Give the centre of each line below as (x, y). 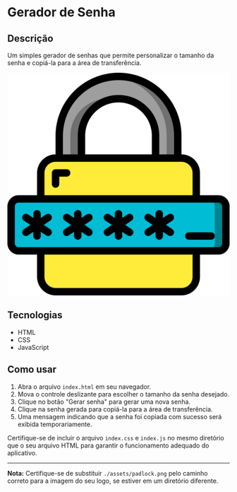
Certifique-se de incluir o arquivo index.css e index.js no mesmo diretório (116, 438)
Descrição (30, 39)
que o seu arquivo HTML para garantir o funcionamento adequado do (108, 445)
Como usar (32, 369)
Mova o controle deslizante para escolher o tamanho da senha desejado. (123, 394)
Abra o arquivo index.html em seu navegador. (84, 387)
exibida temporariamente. (55, 424)
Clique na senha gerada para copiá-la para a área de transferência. (115, 409)
